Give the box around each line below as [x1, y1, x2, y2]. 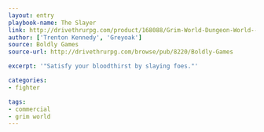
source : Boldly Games [8, 41, 79, 49]
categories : [8, 76, 47, 84]
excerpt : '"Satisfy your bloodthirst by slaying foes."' [8, 62, 199, 71]
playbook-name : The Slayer [8, 19, 97, 27]
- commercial [8, 105, 51, 113]
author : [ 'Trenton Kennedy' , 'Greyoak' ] [8, 33, 143, 42]
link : [8, 26, 26, 34]
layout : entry [8, 11, 55, 20]
